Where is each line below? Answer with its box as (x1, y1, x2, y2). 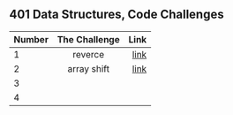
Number (13, 33, 49, 45)
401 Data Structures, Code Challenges (9, 7, 224, 22)
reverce (72, 48, 105, 60)
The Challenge (56, 33, 121, 45)
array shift (67, 62, 110, 74)
